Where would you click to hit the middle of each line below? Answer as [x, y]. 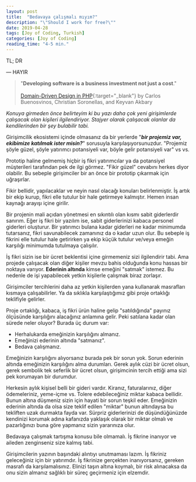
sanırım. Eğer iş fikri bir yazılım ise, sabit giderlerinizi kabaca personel [90, 220]
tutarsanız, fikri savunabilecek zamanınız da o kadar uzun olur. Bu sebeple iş [98, 233]
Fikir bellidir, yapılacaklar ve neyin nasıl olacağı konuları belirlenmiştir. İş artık [98, 190]
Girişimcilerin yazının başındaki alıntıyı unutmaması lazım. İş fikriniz [86, 454]
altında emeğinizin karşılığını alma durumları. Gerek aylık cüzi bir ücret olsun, [98, 364]
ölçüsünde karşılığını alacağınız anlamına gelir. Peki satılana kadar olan [91, 317]
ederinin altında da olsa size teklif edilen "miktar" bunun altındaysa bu [90, 406]
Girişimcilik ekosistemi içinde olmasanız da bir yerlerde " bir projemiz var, [94, 137]
